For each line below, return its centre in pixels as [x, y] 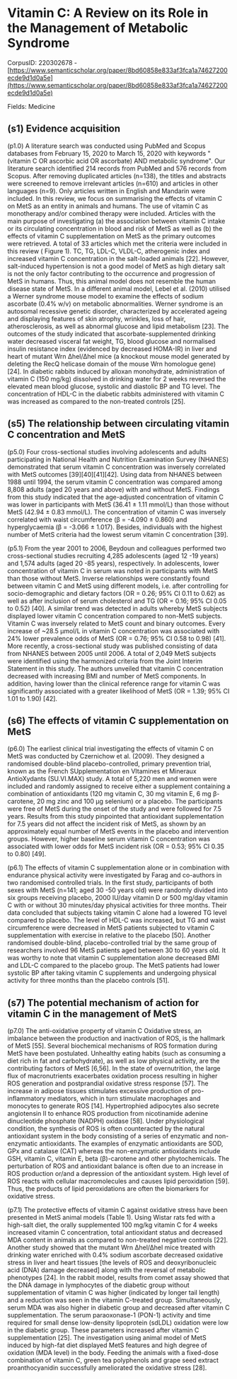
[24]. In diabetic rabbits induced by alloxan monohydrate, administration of [116, 371]
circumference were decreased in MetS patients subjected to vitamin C [111, 928]
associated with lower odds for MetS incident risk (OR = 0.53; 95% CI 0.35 [116, 846]
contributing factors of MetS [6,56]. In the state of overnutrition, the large [114, 1068]
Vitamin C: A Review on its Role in [108, 13]
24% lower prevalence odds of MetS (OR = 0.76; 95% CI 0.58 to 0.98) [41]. [117, 638]
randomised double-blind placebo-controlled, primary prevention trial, [110, 764]
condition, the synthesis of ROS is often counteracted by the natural [106, 1129]
